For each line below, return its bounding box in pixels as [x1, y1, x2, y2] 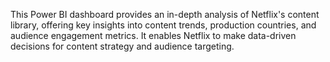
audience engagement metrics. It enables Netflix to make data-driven [10, 30, 297, 41]
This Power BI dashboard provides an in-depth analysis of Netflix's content [10, 9, 320, 20]
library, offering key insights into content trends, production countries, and [10, 19, 317, 31]
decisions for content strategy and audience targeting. [10, 40, 235, 52]
